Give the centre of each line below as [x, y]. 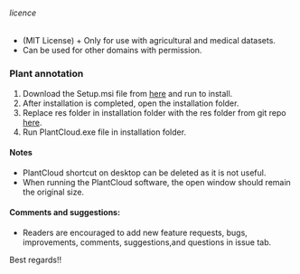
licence [23, 13]
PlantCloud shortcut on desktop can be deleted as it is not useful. [144, 173]
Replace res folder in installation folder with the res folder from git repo [154, 112]
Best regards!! [35, 260]
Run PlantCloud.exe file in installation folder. [104, 132]
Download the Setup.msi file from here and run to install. [127, 93]
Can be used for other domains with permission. [112, 51]
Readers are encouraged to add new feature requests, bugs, [135, 232]
